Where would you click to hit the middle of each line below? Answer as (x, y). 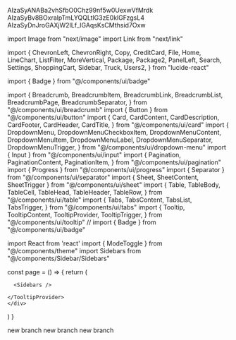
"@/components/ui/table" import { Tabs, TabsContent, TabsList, (100, 200)
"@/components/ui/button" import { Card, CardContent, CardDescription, (113, 117)
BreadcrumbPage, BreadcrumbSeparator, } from (77, 102)
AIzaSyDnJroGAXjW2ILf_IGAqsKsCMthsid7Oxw (76, 25)
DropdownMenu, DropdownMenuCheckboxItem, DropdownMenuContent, (114, 132)
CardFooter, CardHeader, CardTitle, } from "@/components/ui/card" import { (118, 125)
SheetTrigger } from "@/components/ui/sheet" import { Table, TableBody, (114, 185)
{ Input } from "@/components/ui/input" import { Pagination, (94, 155)
